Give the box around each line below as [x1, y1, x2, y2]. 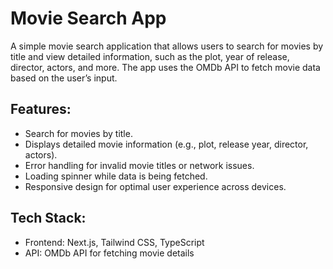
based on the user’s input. [10, 72, 118, 84]
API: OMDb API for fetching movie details [24, 247, 195, 259]
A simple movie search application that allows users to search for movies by [10, 40, 324, 52]
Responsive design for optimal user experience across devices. [24, 180, 287, 192]
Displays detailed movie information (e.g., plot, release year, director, [24, 138, 309, 150]
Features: [10, 101, 72, 118]
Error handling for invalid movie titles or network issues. [24, 159, 255, 171]
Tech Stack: [10, 210, 87, 227]
